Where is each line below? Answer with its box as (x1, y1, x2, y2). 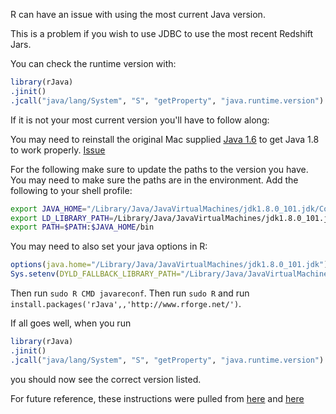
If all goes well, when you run (10, 317, 132, 329)
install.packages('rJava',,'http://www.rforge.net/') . (10, 298, 242, 309)
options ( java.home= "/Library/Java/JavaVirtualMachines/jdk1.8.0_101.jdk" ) (10, 260, 329, 270)
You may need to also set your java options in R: (10, 240, 208, 253)
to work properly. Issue (10, 144, 106, 156)
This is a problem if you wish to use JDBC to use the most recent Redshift (10, 28, 314, 39)
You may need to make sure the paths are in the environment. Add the (10, 174, 299, 186)
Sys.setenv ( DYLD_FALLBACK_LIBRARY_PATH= (10, 269, 182, 279)
